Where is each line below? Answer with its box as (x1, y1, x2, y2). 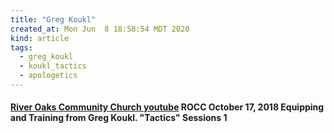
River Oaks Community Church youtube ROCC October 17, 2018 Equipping (10, 101, 325, 113)
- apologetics (19, 71, 78, 81)
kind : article (10, 33, 70, 43)
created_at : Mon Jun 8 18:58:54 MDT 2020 (10, 24, 190, 34)
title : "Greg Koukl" (10, 14, 97, 25)
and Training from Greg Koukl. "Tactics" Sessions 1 (10, 112, 228, 124)
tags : (10, 42, 33, 53)
